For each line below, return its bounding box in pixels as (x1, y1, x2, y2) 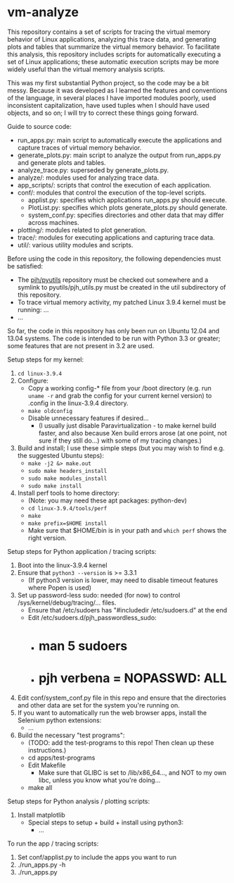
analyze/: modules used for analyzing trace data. (17, 173, 160, 182)
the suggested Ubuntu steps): (17, 451, 104, 459)
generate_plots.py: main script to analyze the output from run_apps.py (17, 151, 221, 159)
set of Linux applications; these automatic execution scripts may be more (7, 57, 219, 66)
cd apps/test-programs (27, 753, 96, 762)
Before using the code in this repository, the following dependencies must (7, 254, 221, 263)
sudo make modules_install (27, 475, 108, 482)
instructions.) (27, 746, 67, 755)
